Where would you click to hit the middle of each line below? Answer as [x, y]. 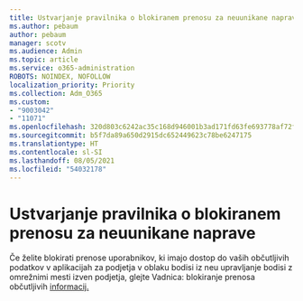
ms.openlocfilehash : [48, 127]
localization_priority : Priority [72, 85]
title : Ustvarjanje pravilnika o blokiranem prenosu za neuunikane [139, 18]
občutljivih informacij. [49, 287]
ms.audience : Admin [46, 52]
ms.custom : [30, 102]
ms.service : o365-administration [72, 69]
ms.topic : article [44, 60]
